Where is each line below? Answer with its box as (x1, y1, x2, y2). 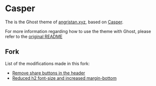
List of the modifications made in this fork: (5, 60, 90, 66)
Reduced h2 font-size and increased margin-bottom (12, 75, 117, 81)
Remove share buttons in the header (12, 70, 85, 76)
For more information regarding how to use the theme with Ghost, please (5, 28, 151, 34)
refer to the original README (5, 34, 62, 39)
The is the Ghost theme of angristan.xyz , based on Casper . (5, 19, 123, 25)
